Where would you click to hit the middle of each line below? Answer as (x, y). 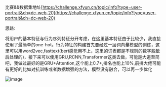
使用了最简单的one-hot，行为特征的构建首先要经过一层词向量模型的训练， (80, 45)
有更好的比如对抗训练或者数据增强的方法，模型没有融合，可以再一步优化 (79, 69)
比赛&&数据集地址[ (24, 7)
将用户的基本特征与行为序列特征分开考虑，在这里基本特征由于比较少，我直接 (83, 39)
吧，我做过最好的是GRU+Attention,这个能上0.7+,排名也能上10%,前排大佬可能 (83, 63)
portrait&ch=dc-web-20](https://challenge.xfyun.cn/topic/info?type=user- (81, 13)
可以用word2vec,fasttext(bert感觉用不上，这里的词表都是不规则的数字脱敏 (85, 51)
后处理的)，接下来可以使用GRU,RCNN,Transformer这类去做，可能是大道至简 (82, 57)
